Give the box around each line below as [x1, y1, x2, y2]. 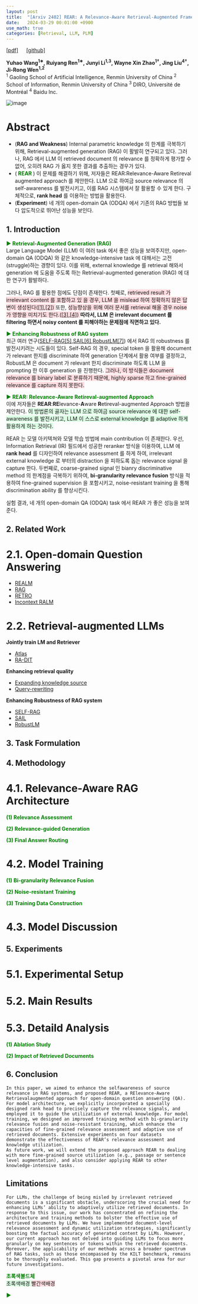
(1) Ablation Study [6, 1041, 51, 1048]
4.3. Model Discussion [6, 920, 118, 934]
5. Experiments [6, 943, 63, 954]
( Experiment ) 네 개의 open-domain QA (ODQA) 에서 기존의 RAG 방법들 [14, 199, 183, 207]
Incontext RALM [14, 598, 54, 605]
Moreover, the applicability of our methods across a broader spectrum [6, 1246, 186, 1251]
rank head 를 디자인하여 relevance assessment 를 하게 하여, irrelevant [6, 450, 173, 457]
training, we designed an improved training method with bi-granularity [6, 1116, 189, 1122]
